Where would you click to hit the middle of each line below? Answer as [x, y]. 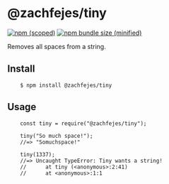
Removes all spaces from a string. [57, 46]
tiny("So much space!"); [57, 136]
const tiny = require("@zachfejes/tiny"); [83, 123]
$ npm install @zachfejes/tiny [66, 85]
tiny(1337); [37, 154]
